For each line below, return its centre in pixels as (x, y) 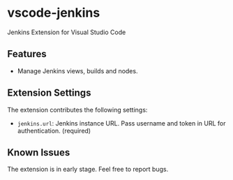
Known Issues (39, 152)
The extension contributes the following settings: (77, 110)
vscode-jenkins (54, 13)
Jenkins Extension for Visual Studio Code (67, 32)
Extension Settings (49, 93)
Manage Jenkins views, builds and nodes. (77, 70)
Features (27, 54)
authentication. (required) (54, 130)
